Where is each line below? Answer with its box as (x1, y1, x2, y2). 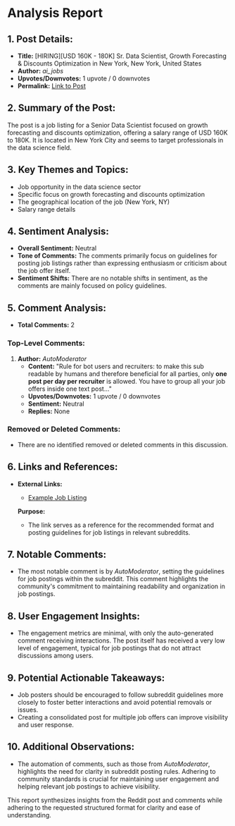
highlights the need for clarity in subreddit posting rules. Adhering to (17, 767, 216, 775)
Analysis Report (7, 5, 103, 21)
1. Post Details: (7, 33, 73, 45)
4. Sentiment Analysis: (7, 226, 109, 238)
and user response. (17, 721, 74, 729)
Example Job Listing (27, 493, 87, 502)
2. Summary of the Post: (7, 102, 116, 114)
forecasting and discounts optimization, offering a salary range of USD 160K (7, 128, 228, 137)
